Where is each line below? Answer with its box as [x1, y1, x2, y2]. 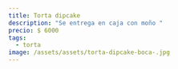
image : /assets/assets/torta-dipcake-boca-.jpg [8, 48, 171, 56]
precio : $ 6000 [8, 26, 59, 34]
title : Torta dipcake [8, 11, 81, 20]
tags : [8, 33, 26, 42]
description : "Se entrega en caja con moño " [8, 19, 163, 27]
